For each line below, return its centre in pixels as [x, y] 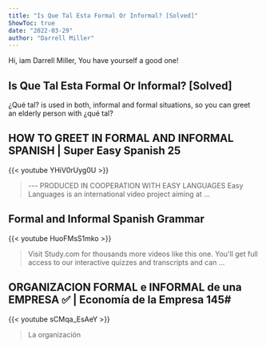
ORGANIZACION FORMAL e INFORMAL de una [125, 288]
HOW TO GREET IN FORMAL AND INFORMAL [121, 138]
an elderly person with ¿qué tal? [61, 113]
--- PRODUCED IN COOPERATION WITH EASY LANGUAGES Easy [135, 185]
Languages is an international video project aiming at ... [119, 194]
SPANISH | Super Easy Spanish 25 [95, 151]
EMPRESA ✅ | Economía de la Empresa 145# [120, 300]
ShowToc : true [32, 23]
